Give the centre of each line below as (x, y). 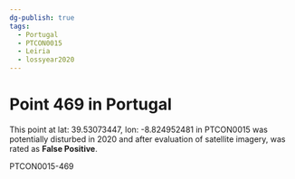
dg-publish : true (42, 18)
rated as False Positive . (53, 148)
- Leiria (34, 52)
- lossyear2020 (46, 60)
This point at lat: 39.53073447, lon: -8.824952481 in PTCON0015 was (139, 129)
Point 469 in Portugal (90, 104)
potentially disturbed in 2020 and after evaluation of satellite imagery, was (147, 139)
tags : (19, 26)
